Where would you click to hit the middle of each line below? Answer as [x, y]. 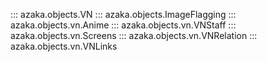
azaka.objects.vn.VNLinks [64, 46]
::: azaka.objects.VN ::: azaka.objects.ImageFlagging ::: [123, 14]
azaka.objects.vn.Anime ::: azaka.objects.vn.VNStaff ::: [123, 25]
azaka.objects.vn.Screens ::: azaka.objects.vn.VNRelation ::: [134, 35]
